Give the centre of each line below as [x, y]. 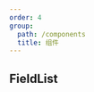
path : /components [52, 34]
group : [21, 26]
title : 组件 [38, 42]
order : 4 [26, 17]
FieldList [34, 78]
